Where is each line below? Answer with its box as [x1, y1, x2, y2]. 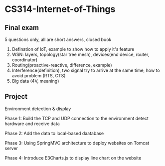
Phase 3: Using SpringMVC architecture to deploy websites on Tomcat [4, 140, 150, 146]
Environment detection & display [4, 106, 71, 112]
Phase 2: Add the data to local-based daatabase [4, 130, 104, 136]
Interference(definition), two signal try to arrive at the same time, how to [11, 67, 160, 73]
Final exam [4, 23, 39, 32]
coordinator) [11, 57, 38, 63]
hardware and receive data [4, 121, 60, 127]
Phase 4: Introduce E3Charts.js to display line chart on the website [4, 155, 142, 161]
